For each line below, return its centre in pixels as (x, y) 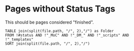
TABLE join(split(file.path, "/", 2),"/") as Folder (59, 31)
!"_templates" (19, 39)
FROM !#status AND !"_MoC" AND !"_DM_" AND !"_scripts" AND (67, 35)
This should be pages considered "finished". (50, 22)
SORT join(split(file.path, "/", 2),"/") (48, 44)
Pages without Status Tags (60, 9)
